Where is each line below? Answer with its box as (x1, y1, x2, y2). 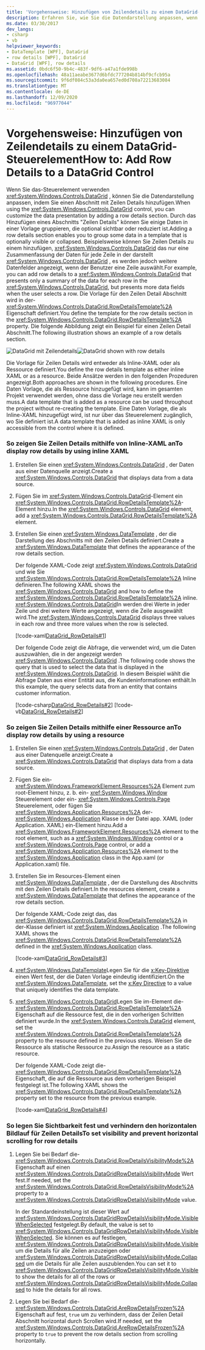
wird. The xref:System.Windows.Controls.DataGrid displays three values (15, 613, 195, 621)
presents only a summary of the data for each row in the (6, 277, 148, 284)
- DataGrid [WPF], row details (6, 60, 86, 66)
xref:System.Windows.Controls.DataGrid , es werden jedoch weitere (6, 257, 178, 264)
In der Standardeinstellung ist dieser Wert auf (15, 1208, 129, 1215)
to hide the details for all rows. (26, 1286, 103, 1294)
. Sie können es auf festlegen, (52, 1234, 127, 1242)
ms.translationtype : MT (6, 83, 67, 89)
